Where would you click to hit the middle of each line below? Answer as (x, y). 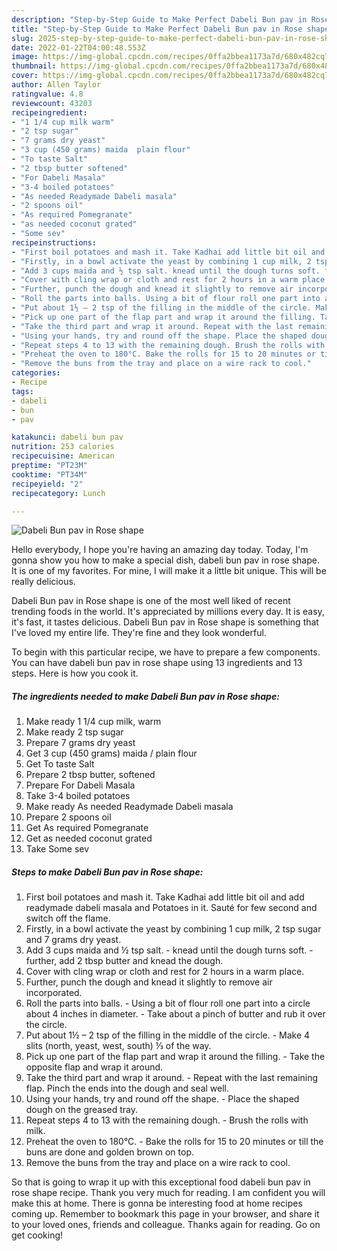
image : (25, 57)
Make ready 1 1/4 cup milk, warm (93, 722)
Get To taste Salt (60, 764)
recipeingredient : (49, 112)
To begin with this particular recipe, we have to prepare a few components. (166, 652)
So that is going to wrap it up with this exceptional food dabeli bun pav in (161, 1182)
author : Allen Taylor (56, 85)
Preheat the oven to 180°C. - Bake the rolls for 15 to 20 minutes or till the (174, 1142)
